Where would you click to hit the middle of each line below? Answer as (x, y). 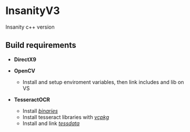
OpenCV (24, 71)
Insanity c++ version (30, 27)
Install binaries (40, 111)
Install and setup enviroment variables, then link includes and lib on (103, 82)
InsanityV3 (33, 11)
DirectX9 (25, 59)
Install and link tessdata (51, 123)
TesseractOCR (32, 99)
